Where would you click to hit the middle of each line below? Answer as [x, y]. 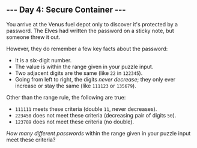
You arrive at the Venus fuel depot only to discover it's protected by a [92, 24]
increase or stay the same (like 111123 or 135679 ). [75, 86]
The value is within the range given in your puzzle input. [84, 67]
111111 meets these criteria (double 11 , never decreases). [86, 109]
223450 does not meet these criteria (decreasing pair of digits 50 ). [95, 115]
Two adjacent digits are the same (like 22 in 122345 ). [79, 73]
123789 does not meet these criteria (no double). [74, 122]
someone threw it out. [33, 37]
